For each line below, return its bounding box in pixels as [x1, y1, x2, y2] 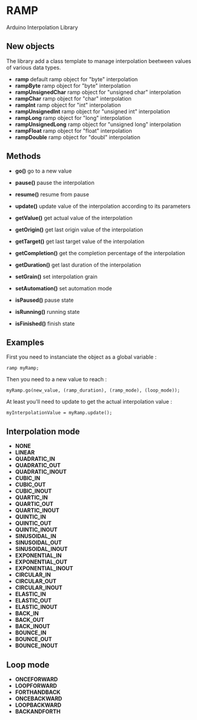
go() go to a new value [15, 167, 72, 175]
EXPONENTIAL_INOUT [15, 565, 74, 572]
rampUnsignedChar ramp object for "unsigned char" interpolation [15, 88, 181, 96]
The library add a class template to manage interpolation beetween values [6, 57, 192, 64]
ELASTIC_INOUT [15, 604, 58, 611]
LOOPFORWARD [15, 682, 58, 689]
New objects [6, 41, 55, 52]
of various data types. [6, 64, 61, 71]
